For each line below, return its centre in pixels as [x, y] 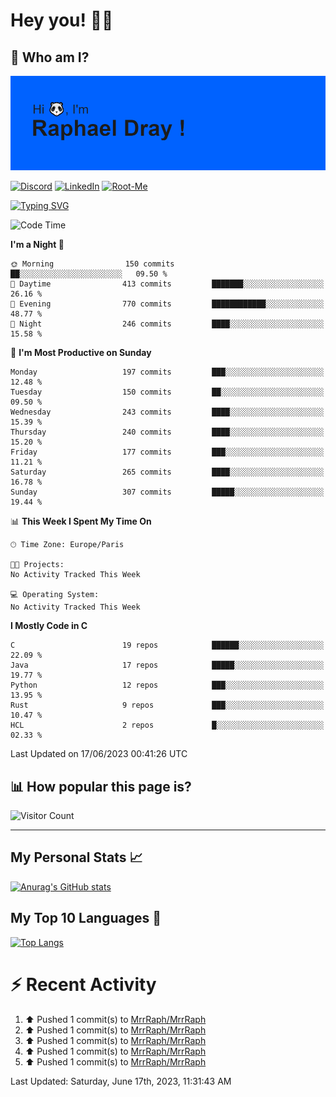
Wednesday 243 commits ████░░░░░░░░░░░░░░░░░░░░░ [167, 412]
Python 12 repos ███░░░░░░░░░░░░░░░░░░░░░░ [167, 685]
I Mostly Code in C [49, 626]
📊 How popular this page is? [101, 786]
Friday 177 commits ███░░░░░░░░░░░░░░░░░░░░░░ [167, 452]
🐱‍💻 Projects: [37, 565]
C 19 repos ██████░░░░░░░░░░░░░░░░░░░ [167, 645]
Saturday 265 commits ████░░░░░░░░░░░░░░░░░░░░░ [167, 472]
